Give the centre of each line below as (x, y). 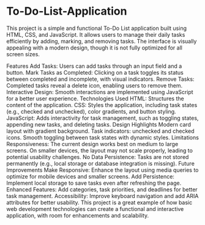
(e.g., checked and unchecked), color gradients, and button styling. (91, 111)
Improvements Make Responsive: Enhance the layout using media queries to (102, 170)
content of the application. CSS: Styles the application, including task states (102, 105)
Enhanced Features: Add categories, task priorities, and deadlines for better (102, 189)
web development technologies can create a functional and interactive (95, 208)
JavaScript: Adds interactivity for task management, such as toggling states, (102, 118)
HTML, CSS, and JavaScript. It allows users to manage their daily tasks (96, 34)
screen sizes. (23, 54)
